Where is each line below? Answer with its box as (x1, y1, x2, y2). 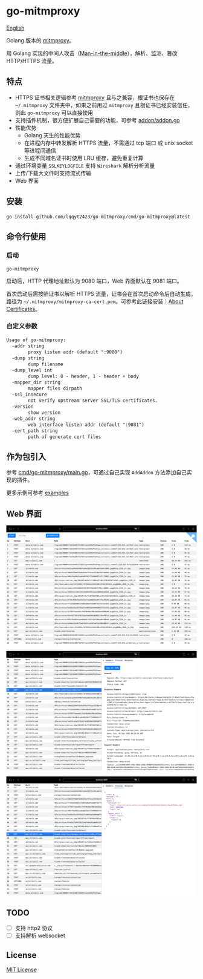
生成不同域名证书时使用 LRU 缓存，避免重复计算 (24, 154, 144, 162)
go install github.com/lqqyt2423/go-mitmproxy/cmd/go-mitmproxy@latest (6, 214, 190, 220)
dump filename (28, 361, 63, 367)
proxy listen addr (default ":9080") (28, 349, 123, 355)
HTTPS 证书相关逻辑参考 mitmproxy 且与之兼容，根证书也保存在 (14, 94, 175, 101)
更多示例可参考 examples (6, 489, 69, 497)
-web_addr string (11, 416, 56, 422)
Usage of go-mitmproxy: (6, 337, 66, 343)
